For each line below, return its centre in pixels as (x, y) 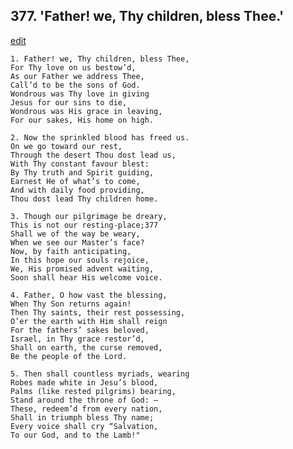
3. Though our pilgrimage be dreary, (89, 216)
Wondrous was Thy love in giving (80, 94)
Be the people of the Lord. (69, 356)
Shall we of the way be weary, (75, 234)
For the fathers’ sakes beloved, (80, 330)
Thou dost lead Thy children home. (84, 199)
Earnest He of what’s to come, (75, 181)
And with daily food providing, (77, 190)
